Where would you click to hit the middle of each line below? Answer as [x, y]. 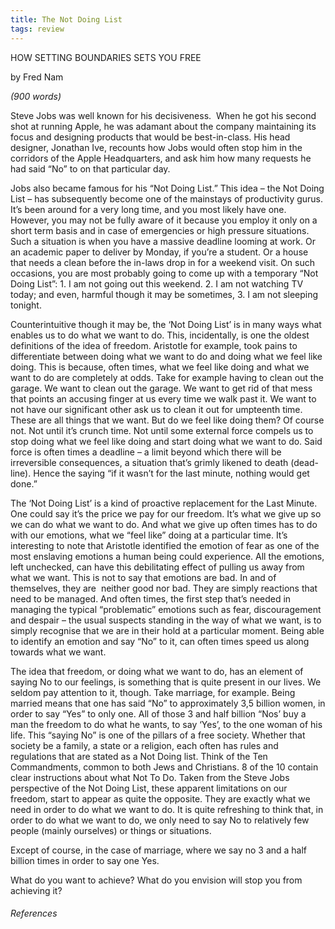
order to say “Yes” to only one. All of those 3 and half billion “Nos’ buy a [158, 713]
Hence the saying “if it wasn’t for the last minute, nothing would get [171, 473]
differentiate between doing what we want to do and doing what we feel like [166, 356]
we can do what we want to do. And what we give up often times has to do [164, 524]
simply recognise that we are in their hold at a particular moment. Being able [167, 630]
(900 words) [36, 96]
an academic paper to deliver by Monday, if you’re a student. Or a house [159, 252]
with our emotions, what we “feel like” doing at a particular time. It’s [149, 535]
